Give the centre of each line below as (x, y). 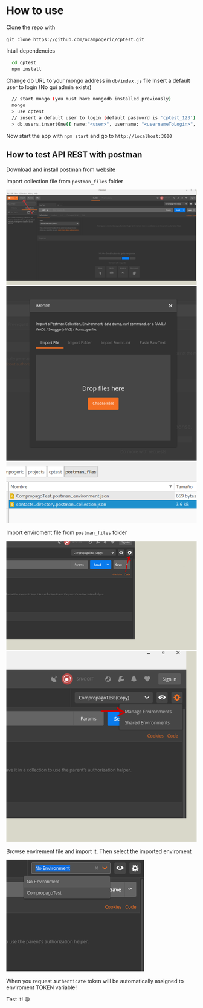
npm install (27, 69)
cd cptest (24, 62)
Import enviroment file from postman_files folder (67, 532)
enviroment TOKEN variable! (42, 987)
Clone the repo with (31, 27)
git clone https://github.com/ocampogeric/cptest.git (76, 39)
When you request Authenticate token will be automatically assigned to (95, 981)
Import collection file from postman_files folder (65, 181)
